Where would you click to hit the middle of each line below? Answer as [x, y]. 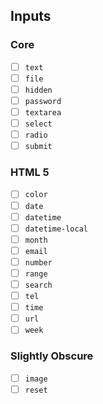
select [38, 124]
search [38, 285]
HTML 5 [30, 172]
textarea [43, 112]
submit [38, 147]
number [38, 262]
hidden [38, 90]
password [43, 101]
